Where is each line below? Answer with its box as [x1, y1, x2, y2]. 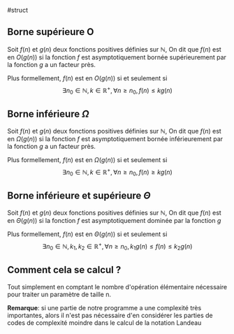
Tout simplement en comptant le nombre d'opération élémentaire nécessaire [7, 282, 228, 291]
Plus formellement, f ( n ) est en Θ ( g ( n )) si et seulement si [7, 230, 168, 238]
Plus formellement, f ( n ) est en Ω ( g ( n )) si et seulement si [7, 156, 168, 164]
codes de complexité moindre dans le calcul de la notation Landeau [7, 318, 202, 327]
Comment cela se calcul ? [7, 264, 122, 276]
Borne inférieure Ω [7, 108, 89, 119]
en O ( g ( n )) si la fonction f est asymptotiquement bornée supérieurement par [7, 52, 227, 61]
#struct [7, 6, 28, 14]
